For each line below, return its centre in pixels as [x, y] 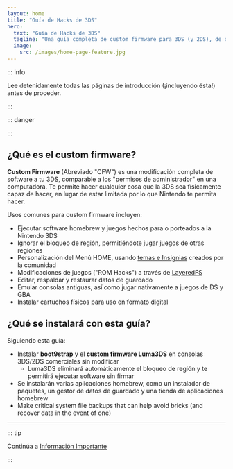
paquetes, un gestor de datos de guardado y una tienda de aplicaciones [120, 391]
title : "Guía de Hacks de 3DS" [52, 20]
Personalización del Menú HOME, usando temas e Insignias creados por [120, 257]
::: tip [15, 433]
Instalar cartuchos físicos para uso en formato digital [93, 302]
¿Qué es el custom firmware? [72, 155]
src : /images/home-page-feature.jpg [73, 53]
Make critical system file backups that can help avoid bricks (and [110, 405]
